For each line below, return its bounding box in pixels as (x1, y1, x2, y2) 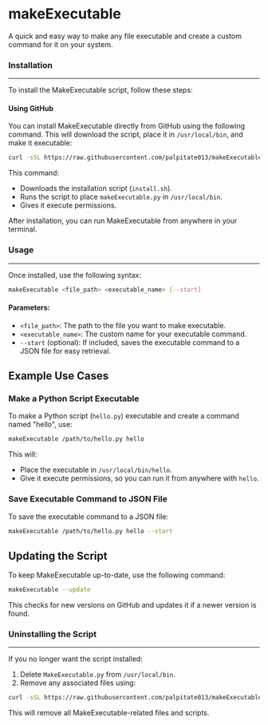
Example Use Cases (8, 369, 109, 383)
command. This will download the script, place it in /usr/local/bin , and (8, 129, 243, 140)
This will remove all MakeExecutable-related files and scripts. (8, 708, 210, 718)
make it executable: (8, 138, 73, 148)
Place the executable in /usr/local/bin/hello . (19, 465, 173, 475)
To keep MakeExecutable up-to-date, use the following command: (8, 570, 226, 580)
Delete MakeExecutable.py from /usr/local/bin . (19, 670, 175, 679)
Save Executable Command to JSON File (8, 493, 167, 505)
